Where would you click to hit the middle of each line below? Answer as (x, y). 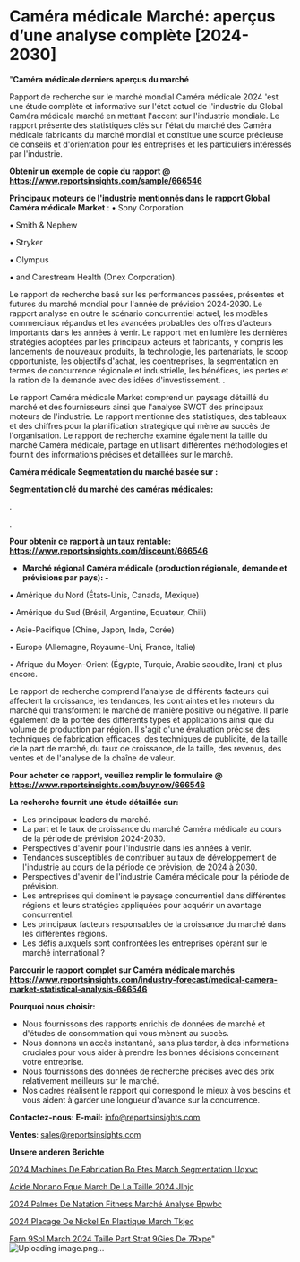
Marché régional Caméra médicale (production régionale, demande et (154, 568)
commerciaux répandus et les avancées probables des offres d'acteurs (141, 322)
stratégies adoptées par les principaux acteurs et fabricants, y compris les (146, 341)
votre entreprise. (53, 1061)
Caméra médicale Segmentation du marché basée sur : (114, 471)
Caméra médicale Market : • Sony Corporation (96, 207)
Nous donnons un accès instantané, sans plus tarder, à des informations (155, 1043)
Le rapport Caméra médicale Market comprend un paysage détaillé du (139, 397)
